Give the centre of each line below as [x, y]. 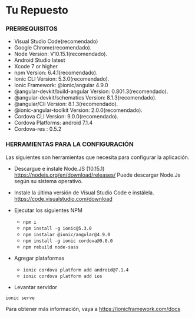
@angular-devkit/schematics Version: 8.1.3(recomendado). [85, 98]
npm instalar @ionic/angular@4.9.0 [66, 234]
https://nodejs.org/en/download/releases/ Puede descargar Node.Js [97, 175]
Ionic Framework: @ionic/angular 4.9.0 [61, 85]
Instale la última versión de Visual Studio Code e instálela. [84, 193]
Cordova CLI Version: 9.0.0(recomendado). [66, 117]
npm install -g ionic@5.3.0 [57, 228]
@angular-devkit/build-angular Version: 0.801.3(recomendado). [91, 91]
